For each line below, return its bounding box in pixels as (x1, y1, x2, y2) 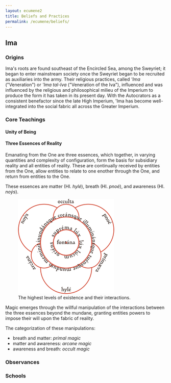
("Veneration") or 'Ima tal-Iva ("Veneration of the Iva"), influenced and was (5, 82, 163, 88)
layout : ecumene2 (5, 8, 42, 13)
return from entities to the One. (5, 173, 70, 180)
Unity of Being (5, 129, 37, 135)
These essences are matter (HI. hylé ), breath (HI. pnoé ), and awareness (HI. (5, 183, 165, 189)
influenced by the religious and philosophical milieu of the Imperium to (5, 87, 153, 93)
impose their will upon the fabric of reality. (5, 315, 94, 321)
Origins (5, 54, 24, 61)
